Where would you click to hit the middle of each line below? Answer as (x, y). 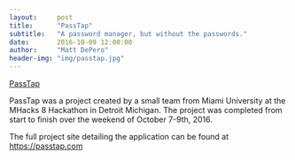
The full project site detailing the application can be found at (119, 137)
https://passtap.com (46, 146)
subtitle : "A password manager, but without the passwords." (128, 34)
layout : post (41, 17)
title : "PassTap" (51, 26)
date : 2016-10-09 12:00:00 (71, 42)
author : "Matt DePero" (59, 50)
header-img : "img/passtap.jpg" (67, 58)
